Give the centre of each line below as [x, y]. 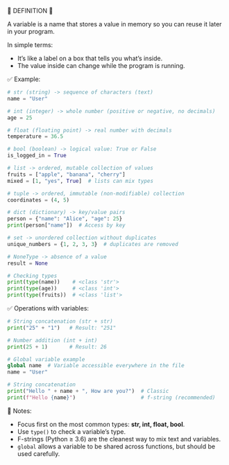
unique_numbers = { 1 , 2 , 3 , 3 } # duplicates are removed [93, 244]
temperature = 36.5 [35, 137]
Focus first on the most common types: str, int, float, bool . [101, 424]
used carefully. [39, 453]
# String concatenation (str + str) [60, 322]
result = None [28, 263]
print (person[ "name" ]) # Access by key [67, 225]
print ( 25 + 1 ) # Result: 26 [57, 346]
